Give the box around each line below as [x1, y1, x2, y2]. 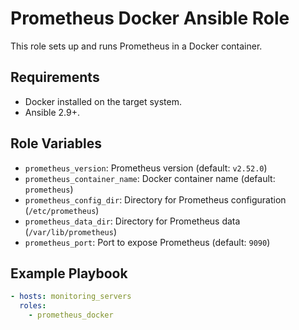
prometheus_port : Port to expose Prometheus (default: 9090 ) [24, 236, 271, 248]
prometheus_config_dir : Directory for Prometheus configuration [24, 193, 287, 206]
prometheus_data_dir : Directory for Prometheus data [24, 215, 241, 227]
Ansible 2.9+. [24, 106, 81, 118]
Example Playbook [10, 265, 128, 282]
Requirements [10, 69, 100, 86]
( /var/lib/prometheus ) [24, 225, 118, 237]
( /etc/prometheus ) [24, 204, 100, 216]
